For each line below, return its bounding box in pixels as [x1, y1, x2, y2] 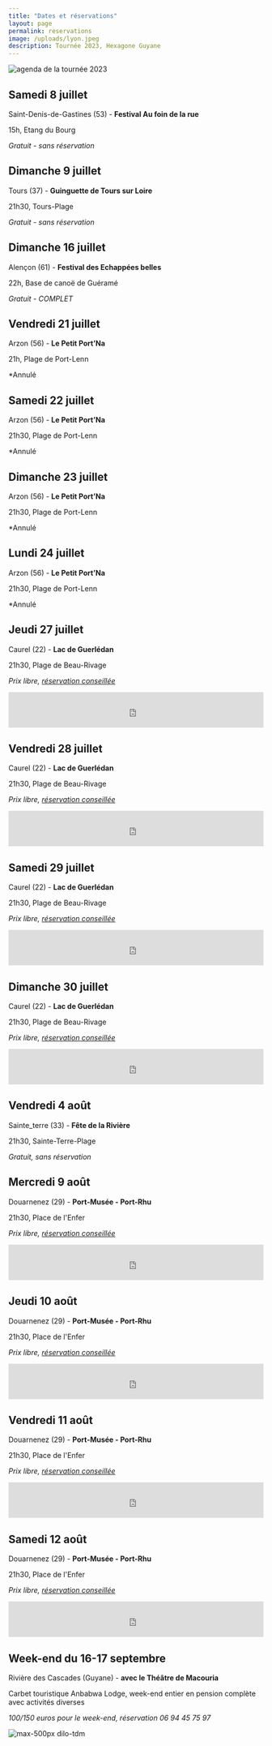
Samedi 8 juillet [8, 88, 88, 101]
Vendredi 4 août [8, 1099, 91, 1113]
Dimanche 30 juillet [8, 980, 108, 993]
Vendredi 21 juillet [8, 317, 100, 331]
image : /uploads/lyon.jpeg [8, 34, 100, 43]
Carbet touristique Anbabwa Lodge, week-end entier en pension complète [8, 1688, 257, 1698]
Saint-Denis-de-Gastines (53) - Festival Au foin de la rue [8, 109, 200, 118]
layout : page [8, 19, 53, 28]
